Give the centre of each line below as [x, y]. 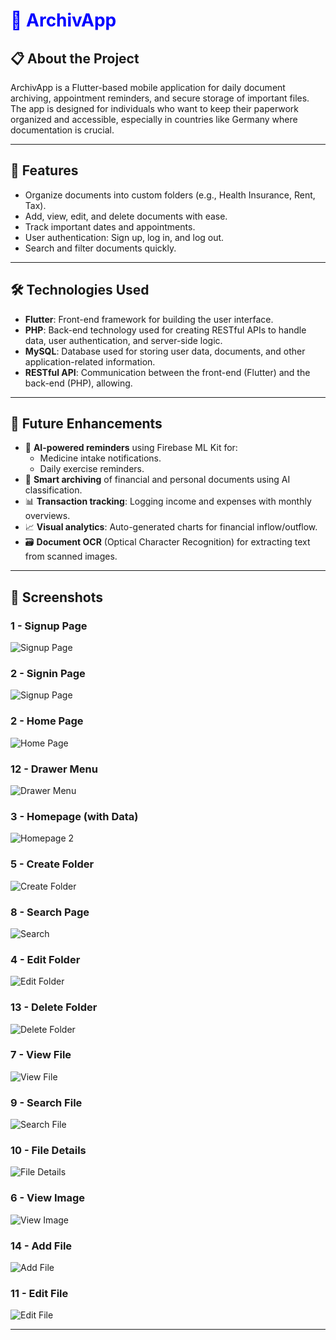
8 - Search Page [50, 912]
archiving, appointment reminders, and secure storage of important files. [160, 98]
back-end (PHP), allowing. [78, 383]
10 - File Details [48, 1151]
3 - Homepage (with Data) [74, 816]
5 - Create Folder [52, 864]
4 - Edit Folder [45, 959]
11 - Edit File [39, 1293]
